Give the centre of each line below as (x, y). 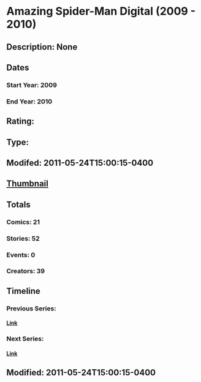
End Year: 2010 (29, 101)
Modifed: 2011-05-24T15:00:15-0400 (80, 163)
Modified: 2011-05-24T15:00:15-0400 (81, 373)
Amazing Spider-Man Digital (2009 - (101, 11)
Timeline (24, 291)
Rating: (21, 122)
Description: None (42, 47)
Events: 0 (21, 255)
